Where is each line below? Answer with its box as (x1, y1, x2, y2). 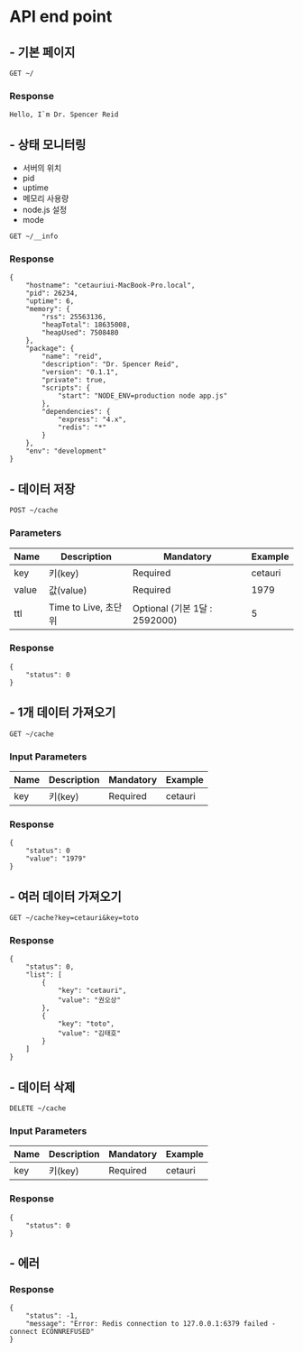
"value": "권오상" (57, 996, 122, 1005)
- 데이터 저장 (9, 481, 76, 497)
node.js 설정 (22, 205, 68, 216)
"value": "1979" (25, 854, 87, 863)
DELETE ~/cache (9, 1104, 67, 1113)
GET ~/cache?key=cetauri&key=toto (9, 914, 140, 923)
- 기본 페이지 (9, 44, 76, 60)
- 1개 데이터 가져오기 (9, 705, 116, 721)
